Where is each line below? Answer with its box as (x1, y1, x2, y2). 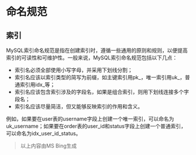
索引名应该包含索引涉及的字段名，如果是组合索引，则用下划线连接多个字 (14, 89, 189, 95)
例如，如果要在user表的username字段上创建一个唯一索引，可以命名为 (6, 115, 174, 122)
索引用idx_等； (19, 81, 56, 88)
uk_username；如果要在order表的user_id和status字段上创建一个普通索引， (6, 123, 186, 129)
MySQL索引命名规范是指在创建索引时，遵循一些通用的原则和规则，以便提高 (6, 47, 188, 54)
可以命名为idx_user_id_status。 (6, 130, 81, 137)
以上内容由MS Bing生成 (20, 142, 77, 149)
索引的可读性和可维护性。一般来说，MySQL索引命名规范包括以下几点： (6, 54, 178, 61)
